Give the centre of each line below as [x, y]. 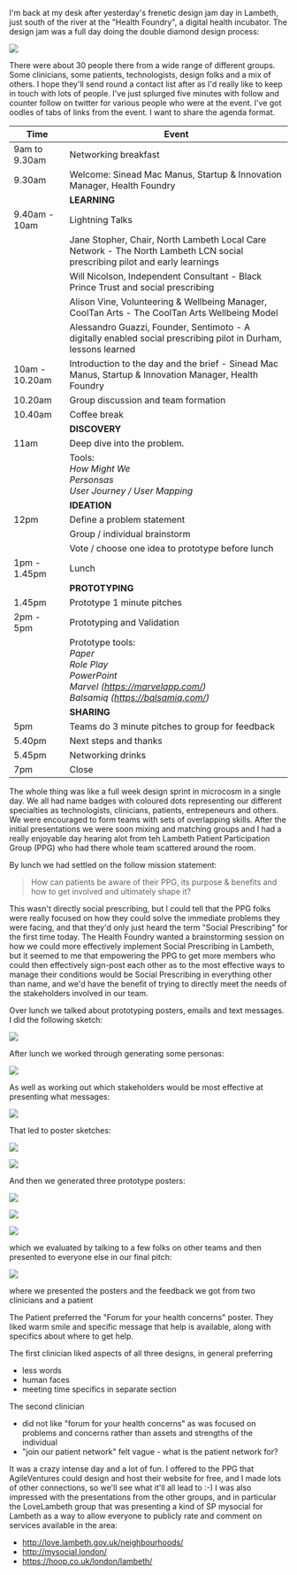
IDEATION [91, 505]
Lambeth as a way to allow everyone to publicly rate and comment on [136, 1516]
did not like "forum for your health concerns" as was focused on [139, 1423]
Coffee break [96, 415]
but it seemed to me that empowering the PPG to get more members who [142, 956]
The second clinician [47, 1406]
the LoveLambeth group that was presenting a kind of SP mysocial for [136, 1506]
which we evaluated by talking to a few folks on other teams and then [136, 1248]
